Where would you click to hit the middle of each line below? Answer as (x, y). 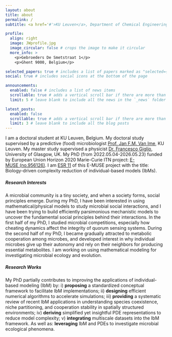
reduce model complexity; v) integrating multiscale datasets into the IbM (82, 318)
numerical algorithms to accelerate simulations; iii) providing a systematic (83, 296)
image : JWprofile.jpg (33, 43)
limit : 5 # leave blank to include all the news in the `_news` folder (88, 100)
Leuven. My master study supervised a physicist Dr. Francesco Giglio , (79, 149)
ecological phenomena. (30, 329)
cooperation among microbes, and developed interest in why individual (80, 239)
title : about (19, 15)
